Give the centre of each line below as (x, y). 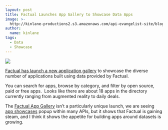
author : (13, 28)
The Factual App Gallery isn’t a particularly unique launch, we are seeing (80, 106)
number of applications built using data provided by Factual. (67, 76)
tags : (11, 38)
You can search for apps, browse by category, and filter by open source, (80, 85)
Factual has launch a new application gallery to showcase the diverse (77, 70)
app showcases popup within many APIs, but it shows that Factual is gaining (84, 111)
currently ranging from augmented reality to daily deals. (62, 96)
